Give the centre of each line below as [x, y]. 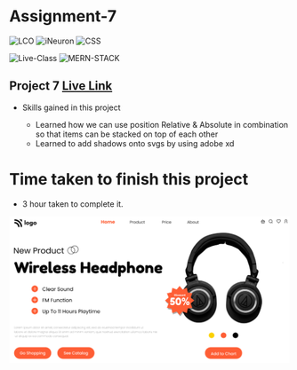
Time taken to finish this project [129, 179]
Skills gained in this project [72, 107]
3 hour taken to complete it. [72, 204]
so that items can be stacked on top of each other [127, 134]
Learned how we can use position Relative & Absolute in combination [162, 124]
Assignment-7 [63, 16]
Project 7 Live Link [61, 86]
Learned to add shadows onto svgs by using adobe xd [135, 143]
